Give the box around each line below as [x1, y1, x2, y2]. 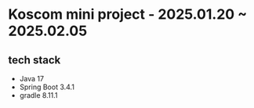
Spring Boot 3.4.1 [19, 82, 74, 92]
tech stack [8, 53, 61, 67]
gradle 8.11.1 [19, 91, 58, 99]
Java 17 [19, 74, 45, 83]
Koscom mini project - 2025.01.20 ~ [8, 5, 248, 23]
